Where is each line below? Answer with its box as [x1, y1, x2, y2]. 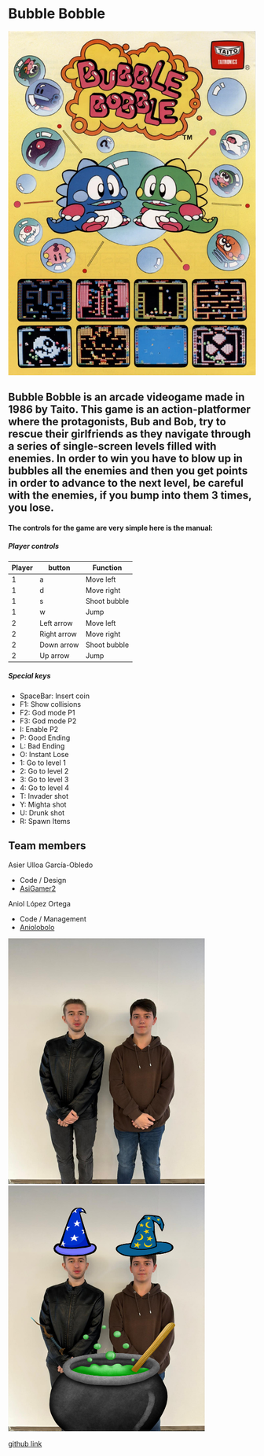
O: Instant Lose [19, 749, 69, 759]
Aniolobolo [19, 922, 55, 932]
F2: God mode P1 [19, 708, 75, 717]
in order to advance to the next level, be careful [8, 476, 244, 490]
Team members [8, 839, 86, 853]
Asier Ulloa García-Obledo [8, 860, 93, 870]
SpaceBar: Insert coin [19, 691, 90, 700]
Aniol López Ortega [8, 899, 71, 908]
